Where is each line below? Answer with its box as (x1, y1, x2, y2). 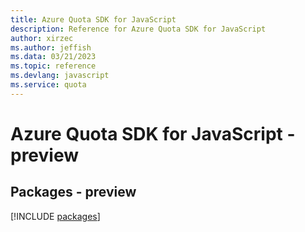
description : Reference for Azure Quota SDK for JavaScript (10, 24, 267, 34)
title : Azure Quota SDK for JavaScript (10, 14, 177, 25)
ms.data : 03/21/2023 (10, 52, 97, 62)
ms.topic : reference (10, 61, 97, 71)
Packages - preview (10, 184, 137, 201)
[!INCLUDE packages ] (10, 210, 101, 222)
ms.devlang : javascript (10, 71, 110, 81)
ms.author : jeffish (10, 42, 92, 53)
